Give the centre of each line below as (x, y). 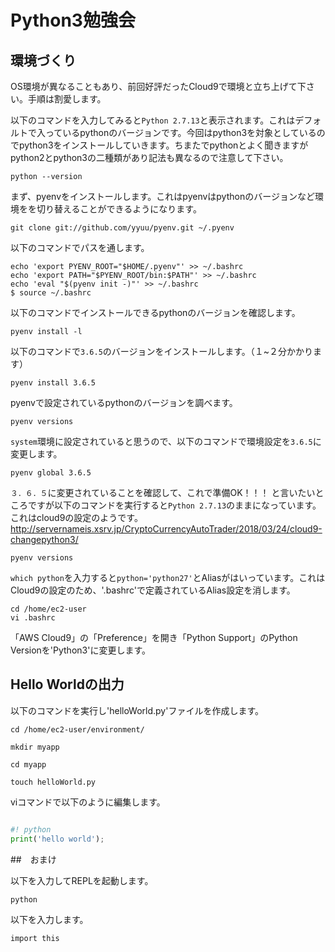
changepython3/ (44, 539)
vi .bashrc (33, 618)
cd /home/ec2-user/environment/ (77, 729)
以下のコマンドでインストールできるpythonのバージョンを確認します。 (155, 312)
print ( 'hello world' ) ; (57, 839)
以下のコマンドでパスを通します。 (80, 247)
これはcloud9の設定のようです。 (76, 517)
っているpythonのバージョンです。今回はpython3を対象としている (180, 132)
